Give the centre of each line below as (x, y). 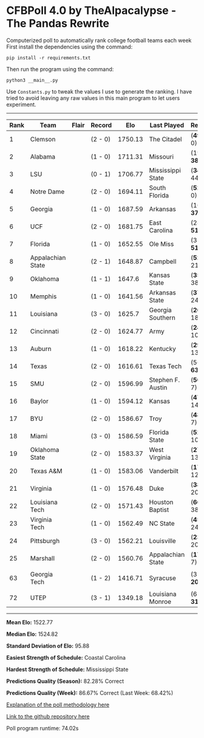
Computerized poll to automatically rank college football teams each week (99, 40)
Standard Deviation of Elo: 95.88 (48, 646)
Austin (158, 388)
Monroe (160, 601)
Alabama (43, 157)
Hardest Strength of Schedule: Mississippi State (67, 669)
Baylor (39, 401)
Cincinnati (44, 331)
